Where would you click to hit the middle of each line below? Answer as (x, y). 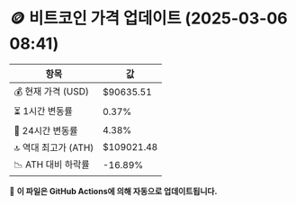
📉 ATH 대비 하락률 (52, 165)
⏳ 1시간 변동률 (44, 111)
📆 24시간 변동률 (46, 130)
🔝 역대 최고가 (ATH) (54, 147)
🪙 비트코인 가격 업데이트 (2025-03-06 (148, 18)
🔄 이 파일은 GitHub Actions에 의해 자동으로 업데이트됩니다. (113, 191)
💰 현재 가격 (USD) (52, 91)
